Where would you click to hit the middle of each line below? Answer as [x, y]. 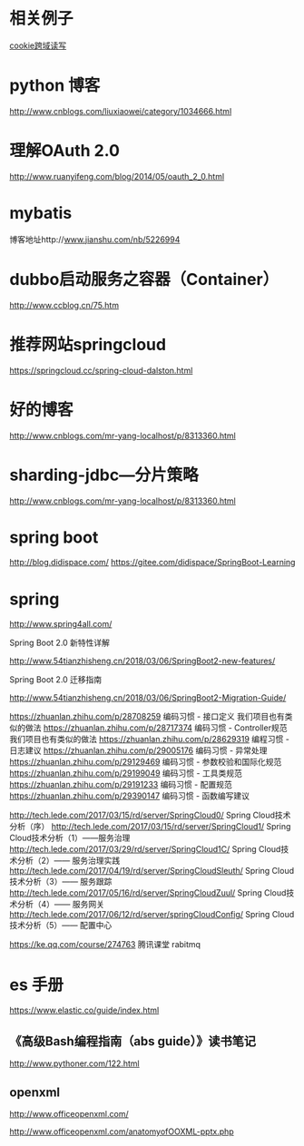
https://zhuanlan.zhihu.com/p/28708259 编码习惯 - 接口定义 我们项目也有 [147, 717]
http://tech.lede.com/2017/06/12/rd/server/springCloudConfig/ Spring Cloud [152, 915]
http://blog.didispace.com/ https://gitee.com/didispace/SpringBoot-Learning [152, 563]
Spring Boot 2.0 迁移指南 [56, 680]
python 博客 [55, 86]
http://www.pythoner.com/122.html [75, 1063]
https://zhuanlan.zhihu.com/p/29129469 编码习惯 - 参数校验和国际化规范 [146, 762]
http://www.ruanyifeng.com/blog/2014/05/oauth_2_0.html [117, 176]
